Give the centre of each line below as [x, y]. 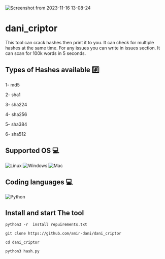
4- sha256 [16, 114]
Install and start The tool [45, 213]
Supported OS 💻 [32, 151]
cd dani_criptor [22, 242]
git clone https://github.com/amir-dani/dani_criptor [63, 234]
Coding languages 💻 [39, 182]
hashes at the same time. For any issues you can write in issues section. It [83, 48]
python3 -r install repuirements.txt [46, 225]
